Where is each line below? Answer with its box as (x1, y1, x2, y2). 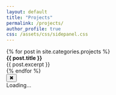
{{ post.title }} (6, 54, 43, 62)
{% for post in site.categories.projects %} (6, 48, 111, 55)
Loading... (6, 82, 32, 89)
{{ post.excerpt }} (6, 61, 50, 68)
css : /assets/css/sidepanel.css (6, 31, 88, 38)
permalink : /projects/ (6, 20, 64, 26)
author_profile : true (6, 25, 61, 32)
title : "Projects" (6, 15, 53, 21)
